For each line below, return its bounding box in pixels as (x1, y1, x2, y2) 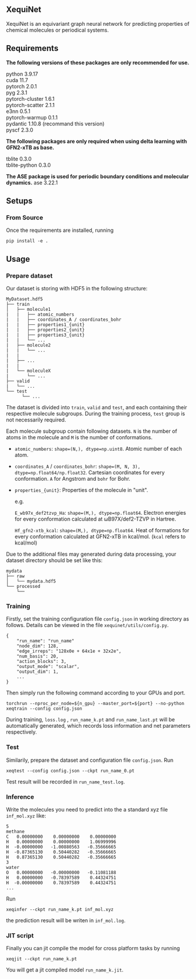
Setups (6, 196, 33, 206)
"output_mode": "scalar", (16, 664, 80, 670)
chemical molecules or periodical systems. (6, 26, 109, 33)
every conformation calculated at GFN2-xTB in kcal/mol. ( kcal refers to (14, 533, 186, 540)
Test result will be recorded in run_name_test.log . (6, 778, 125, 785)
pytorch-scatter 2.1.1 (6, 101, 55, 108)
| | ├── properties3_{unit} (6, 332, 85, 338)
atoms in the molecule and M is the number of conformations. (6, 434, 153, 441)
